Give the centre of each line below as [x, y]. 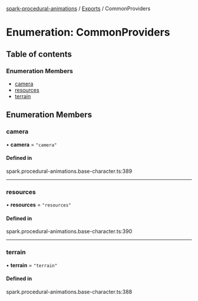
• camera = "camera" [32, 145]
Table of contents [39, 54]
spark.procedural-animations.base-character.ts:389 [69, 171]
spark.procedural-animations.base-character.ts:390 [69, 231]
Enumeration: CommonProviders [88, 32]
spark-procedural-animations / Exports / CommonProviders [78, 9]
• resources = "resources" [39, 205]
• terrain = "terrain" [32, 265]
